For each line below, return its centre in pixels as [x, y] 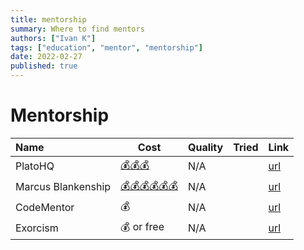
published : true [44, 66]
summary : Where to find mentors [77, 29]
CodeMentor [45, 208]
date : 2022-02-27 [46, 57]
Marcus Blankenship [63, 187]
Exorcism [37, 228]
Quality [205, 147]
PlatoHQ [35, 166]
